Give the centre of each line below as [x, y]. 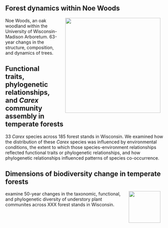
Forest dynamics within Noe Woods [63, 8]
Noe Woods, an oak [26, 20]
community [24, 108]
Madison [14, 36]
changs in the [30, 42]
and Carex [22, 101]
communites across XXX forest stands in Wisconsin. [60, 205]
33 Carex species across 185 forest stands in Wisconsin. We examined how [84, 136]
